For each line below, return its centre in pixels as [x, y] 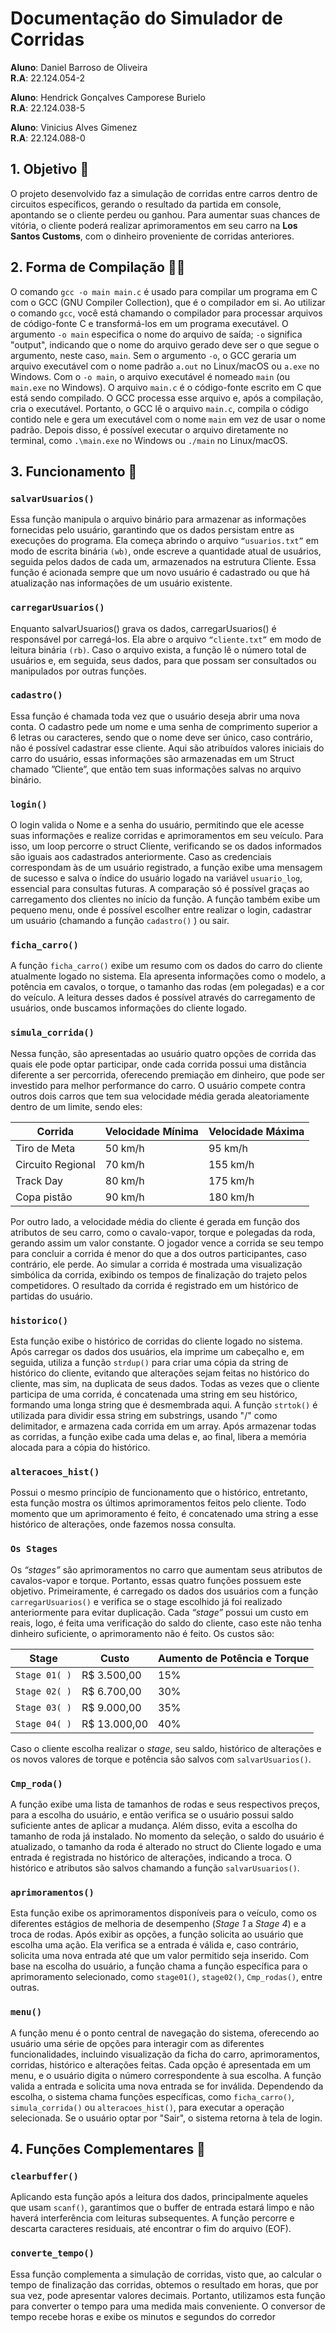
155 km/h [231, 1164]
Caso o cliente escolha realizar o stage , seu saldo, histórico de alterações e [166, 1748]
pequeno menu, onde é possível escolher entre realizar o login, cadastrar [161, 910]
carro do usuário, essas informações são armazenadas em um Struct [152, 758]
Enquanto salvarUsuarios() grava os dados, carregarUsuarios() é [143, 628]
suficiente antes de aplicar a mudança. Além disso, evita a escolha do [154, 1825]
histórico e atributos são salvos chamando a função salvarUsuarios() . [155, 1868]
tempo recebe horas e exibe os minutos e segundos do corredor [143, 2316]
